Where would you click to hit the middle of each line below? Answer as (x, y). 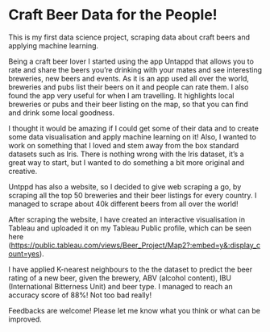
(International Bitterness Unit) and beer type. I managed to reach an (120, 286)
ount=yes (24, 253)
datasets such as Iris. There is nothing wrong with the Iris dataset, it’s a (126, 154)
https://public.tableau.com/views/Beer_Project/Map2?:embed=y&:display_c (136, 245)
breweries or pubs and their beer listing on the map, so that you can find (128, 104)
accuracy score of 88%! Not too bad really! (80, 295)
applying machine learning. (54, 45)
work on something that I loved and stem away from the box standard (124, 145)
